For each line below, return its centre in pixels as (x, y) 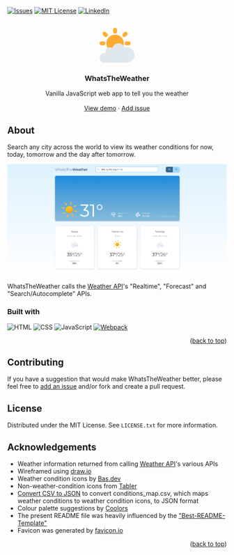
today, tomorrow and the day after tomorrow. (71, 155)
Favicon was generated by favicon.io (70, 531)
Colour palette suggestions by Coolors (72, 508)
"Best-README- (202, 516)
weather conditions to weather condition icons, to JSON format (108, 501)
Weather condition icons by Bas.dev (69, 479)
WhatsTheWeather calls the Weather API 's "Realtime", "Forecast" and (107, 286)
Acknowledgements (52, 447)
